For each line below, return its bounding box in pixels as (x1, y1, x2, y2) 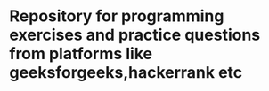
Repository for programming (9, 6, 224, 27)
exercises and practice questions (9, 25, 261, 45)
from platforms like (9, 44, 153, 64)
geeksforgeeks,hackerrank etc (9, 63, 243, 83)
